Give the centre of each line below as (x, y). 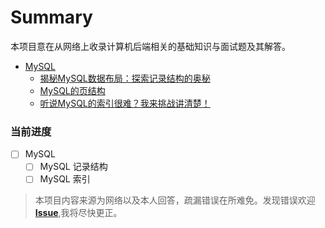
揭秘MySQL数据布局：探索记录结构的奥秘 (125, 78)
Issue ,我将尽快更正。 (78, 213)
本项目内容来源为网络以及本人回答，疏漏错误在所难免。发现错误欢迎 (175, 200)
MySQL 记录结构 (73, 167)
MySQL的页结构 (72, 90)
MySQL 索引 (65, 179)
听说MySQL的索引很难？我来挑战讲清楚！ (125, 103)
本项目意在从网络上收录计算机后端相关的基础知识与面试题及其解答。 (150, 46)
